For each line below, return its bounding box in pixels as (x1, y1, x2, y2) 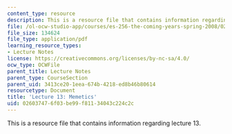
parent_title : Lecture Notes (7, 68, 91, 75)
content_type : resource (7, 10, 76, 17)
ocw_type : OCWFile (7, 61, 60, 68)
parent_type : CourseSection (7, 74, 88, 82)
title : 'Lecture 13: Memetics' (7, 94, 97, 101)
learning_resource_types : (7, 42, 81, 49)
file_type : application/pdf (7, 36, 88, 43)
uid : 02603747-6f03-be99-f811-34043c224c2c (7, 100, 135, 107)
